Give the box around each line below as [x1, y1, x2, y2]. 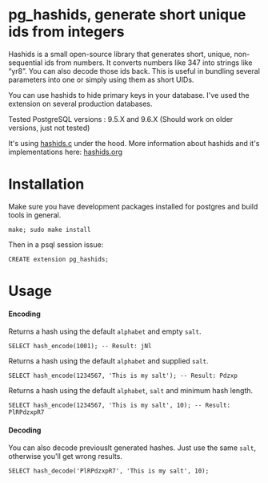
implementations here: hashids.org [8, 147, 122, 156]
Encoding [8, 309, 42, 319]
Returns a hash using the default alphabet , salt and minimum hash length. [8, 386, 254, 396]
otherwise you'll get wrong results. [8, 452, 122, 461]
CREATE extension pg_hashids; [8, 255, 110, 263]
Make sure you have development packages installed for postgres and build [8, 201, 258, 211]
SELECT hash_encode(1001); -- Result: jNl [8, 343, 152, 351]
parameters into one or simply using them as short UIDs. [8, 75, 194, 84]
